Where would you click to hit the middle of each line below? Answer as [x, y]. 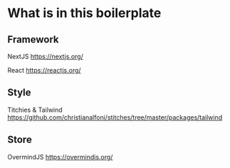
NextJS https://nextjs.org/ [45, 56]
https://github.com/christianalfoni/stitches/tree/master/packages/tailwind [115, 117]
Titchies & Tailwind [35, 110]
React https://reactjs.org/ [44, 70]
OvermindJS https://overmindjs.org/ [60, 157]
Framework [33, 40]
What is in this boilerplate [84, 13]
